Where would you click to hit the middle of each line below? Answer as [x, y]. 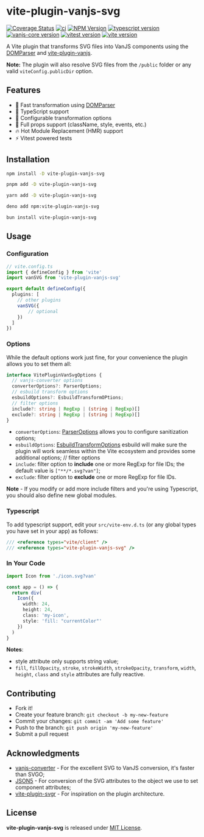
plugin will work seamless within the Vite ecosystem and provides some [105, 451]
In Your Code [26, 563]
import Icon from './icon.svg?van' [51, 576]
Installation [28, 160]
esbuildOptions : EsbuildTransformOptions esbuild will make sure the [101, 445]
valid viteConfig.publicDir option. [50, 71]
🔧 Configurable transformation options [63, 118]
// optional [44, 311]
